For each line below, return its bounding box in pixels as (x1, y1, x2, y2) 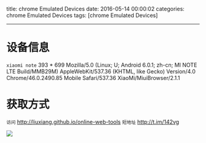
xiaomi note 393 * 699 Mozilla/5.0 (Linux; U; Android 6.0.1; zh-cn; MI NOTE (6, 61, 197, 68)
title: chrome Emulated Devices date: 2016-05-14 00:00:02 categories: (6, 5, 185, 12)
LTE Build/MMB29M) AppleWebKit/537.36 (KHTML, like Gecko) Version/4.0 (6, 67, 196, 75)
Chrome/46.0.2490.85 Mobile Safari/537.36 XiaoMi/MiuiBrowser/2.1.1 (6, 74, 180, 81)
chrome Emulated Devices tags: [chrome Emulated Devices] (6, 12, 158, 19)
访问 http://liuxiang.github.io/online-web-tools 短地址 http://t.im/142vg (6, 118, 180, 125)
